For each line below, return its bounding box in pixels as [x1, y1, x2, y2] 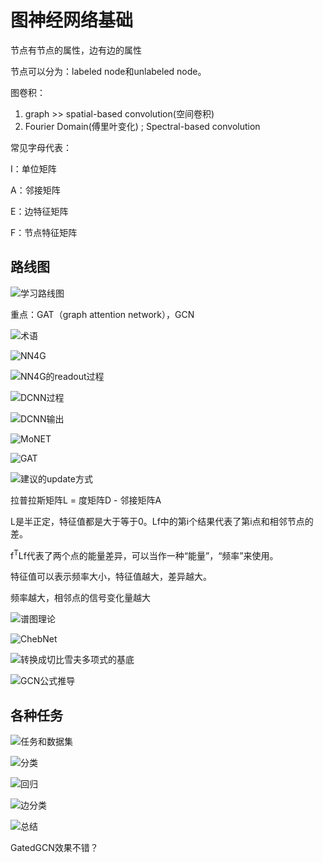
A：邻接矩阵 [10, 184, 61, 196]
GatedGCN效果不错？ [10, 842, 99, 854]
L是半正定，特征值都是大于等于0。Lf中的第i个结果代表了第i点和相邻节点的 [10, 515, 314, 527]
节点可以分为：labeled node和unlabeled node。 [10, 65, 207, 77]
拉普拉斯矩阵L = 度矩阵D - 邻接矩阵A [10, 494, 162, 506]
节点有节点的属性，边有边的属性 [10, 44, 142, 56]
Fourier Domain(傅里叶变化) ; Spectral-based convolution [24, 120, 261, 132]
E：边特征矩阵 [10, 205, 69, 217]
